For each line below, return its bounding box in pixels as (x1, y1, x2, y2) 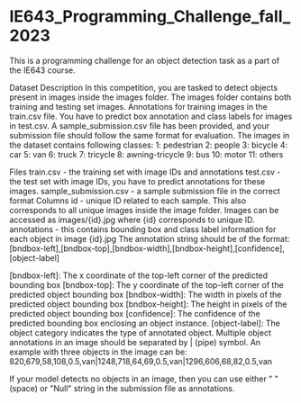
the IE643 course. (9, 65, 76, 76)
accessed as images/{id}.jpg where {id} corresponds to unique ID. (9, 214, 255, 225)
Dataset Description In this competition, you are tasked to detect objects (9, 82, 278, 93)
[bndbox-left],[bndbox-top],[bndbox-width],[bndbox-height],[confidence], (9, 243, 286, 254)
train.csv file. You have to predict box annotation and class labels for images (9, 111, 293, 121)
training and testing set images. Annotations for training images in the (9, 101, 268, 112)
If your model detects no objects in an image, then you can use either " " (9, 373, 279, 384)
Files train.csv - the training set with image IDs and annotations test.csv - (9, 166, 281, 177)
